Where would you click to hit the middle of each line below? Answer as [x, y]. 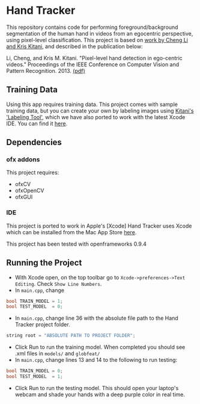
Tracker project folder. [42, 325]
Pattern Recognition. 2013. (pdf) [46, 70]
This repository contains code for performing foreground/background [92, 27]
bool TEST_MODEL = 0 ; [35, 307]
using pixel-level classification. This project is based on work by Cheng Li [97, 40]
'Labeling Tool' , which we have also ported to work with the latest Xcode [96, 117]
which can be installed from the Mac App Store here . [71, 232]
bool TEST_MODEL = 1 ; [35, 377]
